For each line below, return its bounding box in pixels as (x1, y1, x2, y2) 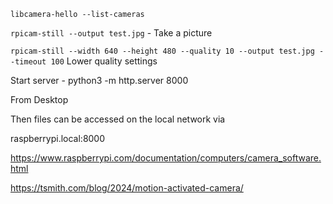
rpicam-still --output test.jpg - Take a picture (10, 27, 213, 39)
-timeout (10, 57, 47, 67)
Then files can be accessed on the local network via (10, 113, 226, 125)
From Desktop (10, 94, 69, 105)
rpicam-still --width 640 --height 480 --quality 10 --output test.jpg (10, 46, 315, 56)
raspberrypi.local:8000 (10, 133, 106, 144)
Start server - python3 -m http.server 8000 (10, 75, 189, 86)
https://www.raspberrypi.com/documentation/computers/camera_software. (10, 152, 322, 164)
